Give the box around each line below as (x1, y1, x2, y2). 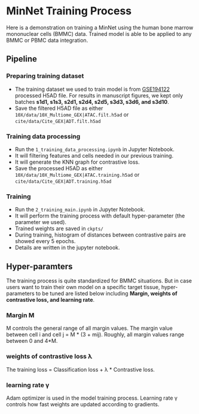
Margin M (6, 311, 35, 319)
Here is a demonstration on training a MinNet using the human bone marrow (6, 24, 194, 31)
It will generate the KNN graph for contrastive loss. (14, 158, 140, 165)
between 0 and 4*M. (6, 338, 58, 345)
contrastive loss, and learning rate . (6, 296, 95, 303)
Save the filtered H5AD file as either (14, 105, 103, 112)
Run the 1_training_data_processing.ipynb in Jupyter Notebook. (14, 145, 174, 153)
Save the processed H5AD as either (14, 164, 103, 171)
